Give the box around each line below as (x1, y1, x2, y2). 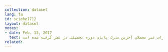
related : (5, 40, 23, 45)
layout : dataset (5, 21, 39, 26)
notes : (5, 26, 19, 31)
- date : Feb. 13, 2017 (5, 30, 52, 35)
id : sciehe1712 (5, 16, 37, 21)
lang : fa (5, 12, 23, 17)
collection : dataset (5, 7, 48, 12)
